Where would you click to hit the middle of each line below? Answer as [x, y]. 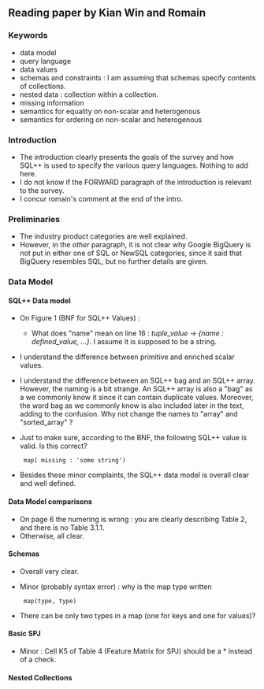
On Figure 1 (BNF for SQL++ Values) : [80, 318]
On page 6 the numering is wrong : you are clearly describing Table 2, [133, 519]
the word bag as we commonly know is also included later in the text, [132, 406]
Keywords [28, 35]
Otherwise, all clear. [52, 535]
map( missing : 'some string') [74, 461]
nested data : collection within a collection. [89, 94]
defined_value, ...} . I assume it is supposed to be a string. [124, 342]
